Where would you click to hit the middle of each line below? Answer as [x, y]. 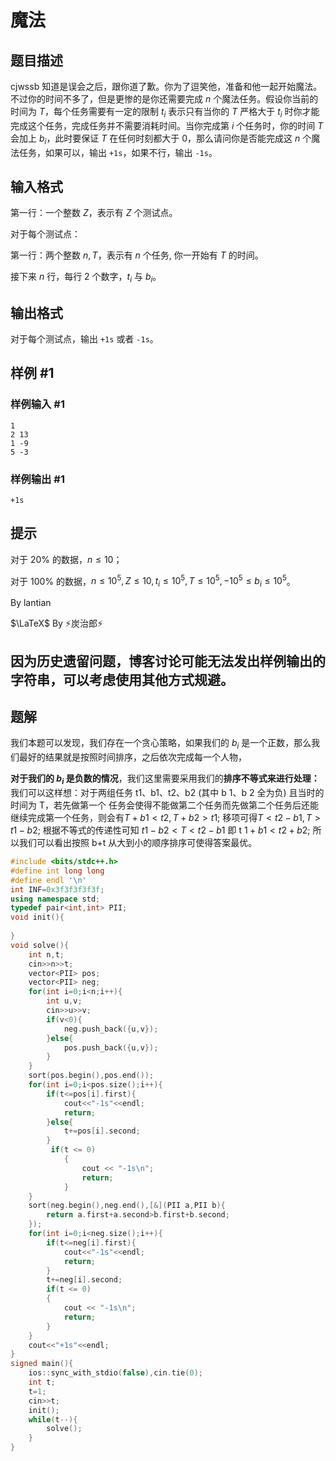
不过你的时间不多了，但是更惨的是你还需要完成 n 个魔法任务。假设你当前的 [164, 99]
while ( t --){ [53, 1419]
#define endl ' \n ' [48, 880]
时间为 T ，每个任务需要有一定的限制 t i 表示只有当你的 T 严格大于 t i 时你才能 [165, 113]
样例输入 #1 [37, 404]
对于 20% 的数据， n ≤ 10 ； [66, 559]
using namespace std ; [55, 899]
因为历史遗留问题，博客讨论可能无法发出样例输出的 [168, 661]
